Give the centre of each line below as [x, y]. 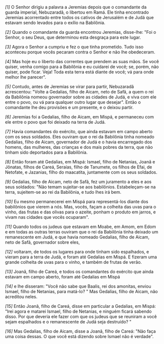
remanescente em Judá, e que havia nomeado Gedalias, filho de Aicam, [77, 237]
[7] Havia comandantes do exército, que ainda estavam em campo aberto [79, 131]
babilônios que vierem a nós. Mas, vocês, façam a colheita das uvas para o [81, 207]
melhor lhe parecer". [26, 77]
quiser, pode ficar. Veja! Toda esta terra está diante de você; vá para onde [80, 72]
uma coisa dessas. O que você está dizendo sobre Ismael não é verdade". [79, 336]
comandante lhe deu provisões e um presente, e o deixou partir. [69, 107]
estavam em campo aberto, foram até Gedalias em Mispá [63, 277]
